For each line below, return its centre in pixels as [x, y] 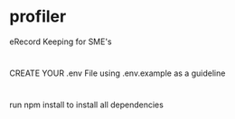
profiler [38, 17]
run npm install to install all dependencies [87, 105]
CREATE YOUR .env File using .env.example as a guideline [117, 73]
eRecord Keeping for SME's [61, 41]
